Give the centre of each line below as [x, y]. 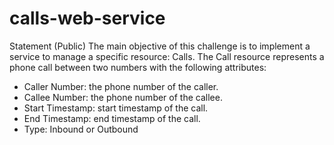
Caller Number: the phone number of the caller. [121, 86]
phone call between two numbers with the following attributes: [138, 67]
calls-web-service [87, 18]
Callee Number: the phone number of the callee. [123, 97]
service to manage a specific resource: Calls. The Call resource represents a [167, 56]
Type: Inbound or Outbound [81, 129]
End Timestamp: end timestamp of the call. [112, 118]
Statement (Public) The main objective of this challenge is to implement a [160, 46]
